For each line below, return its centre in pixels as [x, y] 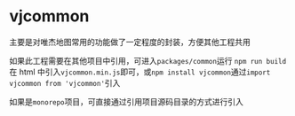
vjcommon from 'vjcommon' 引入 [65, 82]
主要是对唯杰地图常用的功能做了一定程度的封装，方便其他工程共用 [130, 42]
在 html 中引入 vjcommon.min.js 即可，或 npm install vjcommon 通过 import [140, 72]
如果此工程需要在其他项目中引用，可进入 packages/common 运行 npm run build [148, 60]
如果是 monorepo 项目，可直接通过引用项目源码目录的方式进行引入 [127, 101]
